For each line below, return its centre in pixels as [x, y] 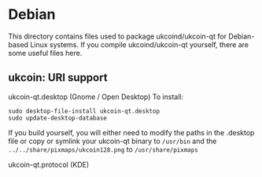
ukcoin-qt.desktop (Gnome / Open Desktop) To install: [96, 97]
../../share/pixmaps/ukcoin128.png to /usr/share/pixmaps [103, 149]
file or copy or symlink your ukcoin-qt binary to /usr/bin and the [113, 141]
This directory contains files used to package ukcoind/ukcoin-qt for [117, 36]
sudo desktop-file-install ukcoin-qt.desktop [84, 111]
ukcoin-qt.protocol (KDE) [49, 164]
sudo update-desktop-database [58, 118]
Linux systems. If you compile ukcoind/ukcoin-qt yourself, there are [140, 44]
